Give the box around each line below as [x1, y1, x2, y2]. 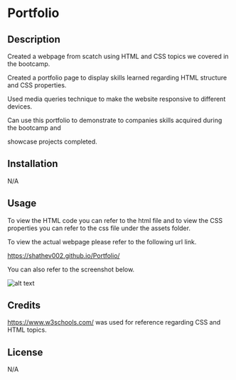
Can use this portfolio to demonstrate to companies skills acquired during [7, 116, 222, 124]
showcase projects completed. [7, 137, 97, 146]
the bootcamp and [7, 124, 62, 132]
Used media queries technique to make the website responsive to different [7, 94, 226, 103]
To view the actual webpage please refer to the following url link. [7, 237, 197, 246]
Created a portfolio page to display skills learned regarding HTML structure [7, 73, 227, 82]
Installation [7, 158, 58, 170]
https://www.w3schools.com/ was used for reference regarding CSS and [7, 318, 221, 327]
